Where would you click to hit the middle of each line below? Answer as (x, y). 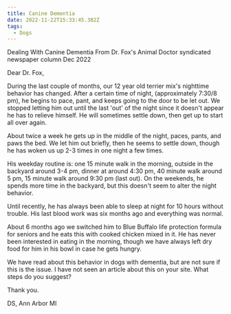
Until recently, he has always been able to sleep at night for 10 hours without (115, 206)
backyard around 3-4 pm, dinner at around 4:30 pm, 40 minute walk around (114, 171)
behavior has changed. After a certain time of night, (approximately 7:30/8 (112, 93)
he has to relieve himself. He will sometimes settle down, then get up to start (115, 115)
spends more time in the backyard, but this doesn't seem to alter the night (112, 186)
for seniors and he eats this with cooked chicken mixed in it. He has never (112, 234)
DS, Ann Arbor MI (32, 304)
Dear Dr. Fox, (26, 73)
